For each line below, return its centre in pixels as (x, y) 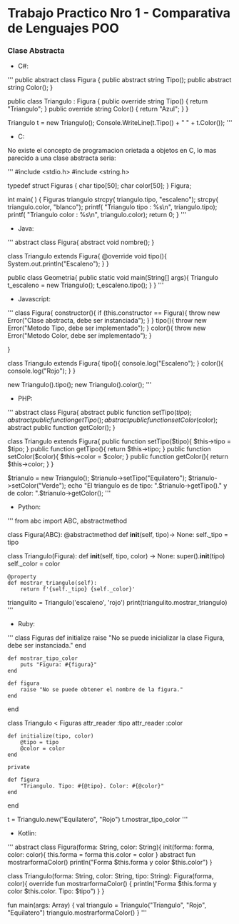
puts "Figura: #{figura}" (59, 665)
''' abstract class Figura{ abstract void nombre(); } (81, 242)
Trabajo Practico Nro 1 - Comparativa (119, 13)
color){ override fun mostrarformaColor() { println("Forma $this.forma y (112, 884)
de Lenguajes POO (63, 28)
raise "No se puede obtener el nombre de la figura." (102, 690)
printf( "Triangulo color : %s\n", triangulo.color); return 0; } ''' (97, 215)
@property (22, 577)
